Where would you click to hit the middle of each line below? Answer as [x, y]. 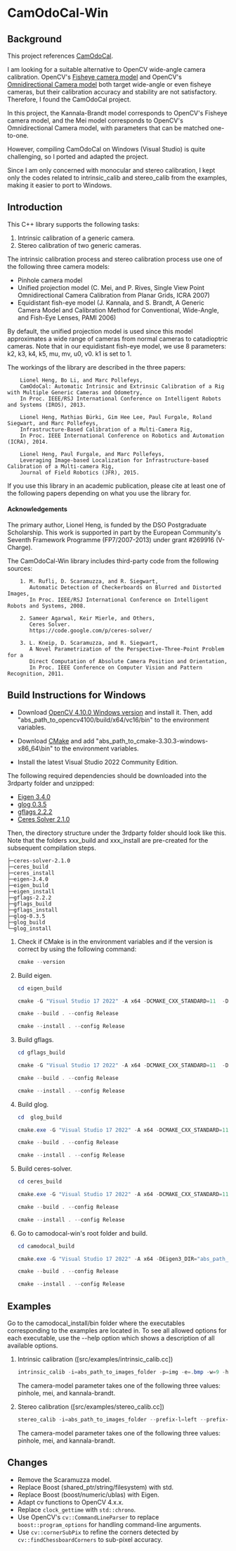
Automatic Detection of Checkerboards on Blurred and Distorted [125, 588]
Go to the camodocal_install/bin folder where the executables [96, 1323]
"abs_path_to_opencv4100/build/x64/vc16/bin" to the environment [113, 720]
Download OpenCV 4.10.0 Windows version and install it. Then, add [115, 712]
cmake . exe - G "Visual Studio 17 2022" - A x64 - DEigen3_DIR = [107, 1259]
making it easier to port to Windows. [60, 185]
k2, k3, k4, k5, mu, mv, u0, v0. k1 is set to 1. [70, 353]
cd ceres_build [40, 1182]
